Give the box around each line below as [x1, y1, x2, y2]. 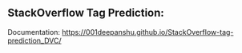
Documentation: [7, 27, 61, 36]
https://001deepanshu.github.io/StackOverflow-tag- [62, 27, 234, 36]
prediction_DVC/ [7, 36, 62, 45]
